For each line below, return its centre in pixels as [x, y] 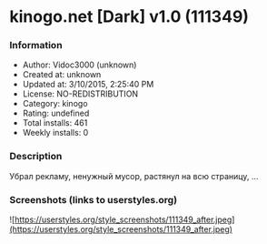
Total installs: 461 [55, 123]
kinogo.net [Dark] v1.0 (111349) [129, 17]
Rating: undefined [56, 113]
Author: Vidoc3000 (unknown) [79, 65]
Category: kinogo [55, 104]
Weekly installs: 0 [55, 133]
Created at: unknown [62, 75]
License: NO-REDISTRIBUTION [80, 94]
